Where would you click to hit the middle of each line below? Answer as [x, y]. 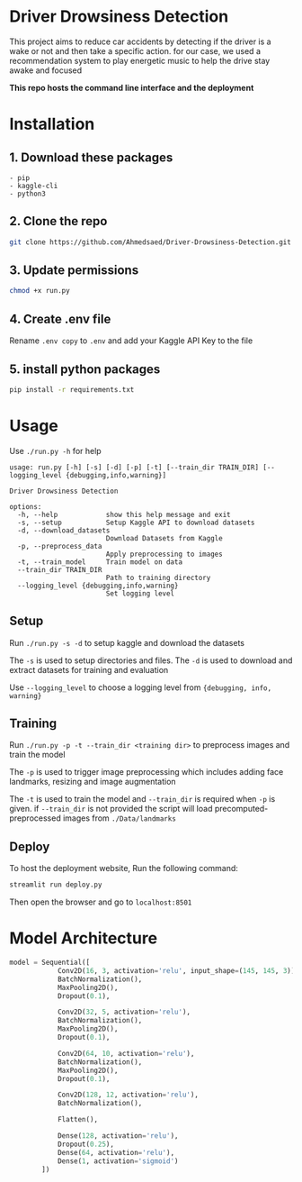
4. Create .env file [60, 318]
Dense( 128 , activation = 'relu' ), [118, 1136]
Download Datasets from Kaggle [164, 538]
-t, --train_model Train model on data [100, 562]
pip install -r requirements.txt [72, 389]
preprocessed [35, 818]
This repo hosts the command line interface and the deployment [132, 87]
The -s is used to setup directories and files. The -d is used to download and [151, 660]
